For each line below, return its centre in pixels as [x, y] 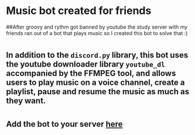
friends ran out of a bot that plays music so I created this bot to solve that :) [97, 33]
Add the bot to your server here [64, 124]
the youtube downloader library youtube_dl [86, 65]
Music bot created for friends [79, 11]
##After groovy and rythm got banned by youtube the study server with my [97, 27]
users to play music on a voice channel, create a [95, 83]
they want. [26, 101]
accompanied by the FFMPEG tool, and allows [91, 73]
